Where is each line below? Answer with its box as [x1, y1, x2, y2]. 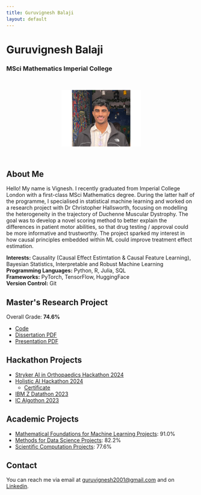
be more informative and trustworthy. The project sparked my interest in [6, 229, 185, 237]
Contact [6, 461, 37, 471]
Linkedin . [6, 482, 29, 490]
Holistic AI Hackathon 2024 [14, 377, 84, 385]
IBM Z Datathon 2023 [14, 390, 69, 397]
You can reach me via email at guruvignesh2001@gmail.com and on [6, 476, 175, 484]
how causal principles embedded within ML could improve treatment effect [6, 236, 193, 243]
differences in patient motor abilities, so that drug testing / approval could [6, 223, 188, 231]
